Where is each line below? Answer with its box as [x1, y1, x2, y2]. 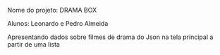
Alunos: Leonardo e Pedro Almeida [7, 19, 109, 27]
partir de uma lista [7, 40, 60, 48]
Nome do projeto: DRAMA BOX [7, 6, 97, 14]
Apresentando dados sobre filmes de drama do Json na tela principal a [7, 33, 214, 41]
